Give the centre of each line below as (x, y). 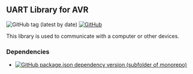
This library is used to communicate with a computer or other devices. (93, 36)
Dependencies (28, 52)
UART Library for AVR (47, 10)
